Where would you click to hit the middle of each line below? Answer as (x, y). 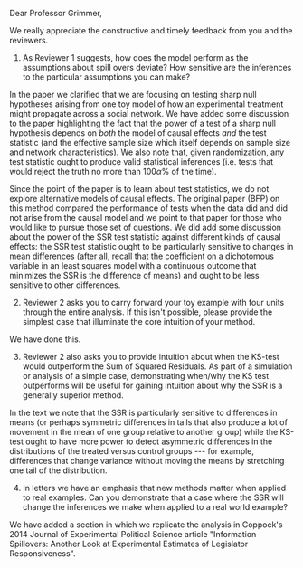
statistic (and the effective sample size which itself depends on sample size (150, 142)
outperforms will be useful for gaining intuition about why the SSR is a (152, 385)
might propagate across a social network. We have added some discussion (149, 114)
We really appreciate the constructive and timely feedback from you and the (151, 30)
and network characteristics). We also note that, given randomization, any (147, 152)
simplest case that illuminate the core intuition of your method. (139, 322)
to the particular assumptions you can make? (106, 77)
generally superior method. (73, 395)
